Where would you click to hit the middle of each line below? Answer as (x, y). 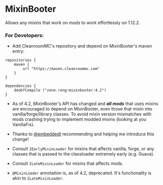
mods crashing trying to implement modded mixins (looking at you (79, 119)
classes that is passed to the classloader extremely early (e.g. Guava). (83, 154)
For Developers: (25, 35)
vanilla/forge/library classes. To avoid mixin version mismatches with (82, 114)
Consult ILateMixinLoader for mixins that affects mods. (68, 163)
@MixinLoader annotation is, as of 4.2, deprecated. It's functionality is (82, 173)
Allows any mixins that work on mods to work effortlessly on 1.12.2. (73, 23)
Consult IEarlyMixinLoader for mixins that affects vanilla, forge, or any (83, 149)
